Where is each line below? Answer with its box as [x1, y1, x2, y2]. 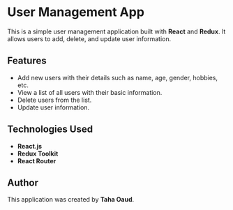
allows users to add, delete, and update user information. [7, 34, 172, 43]
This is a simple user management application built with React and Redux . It [7, 27, 226, 36]
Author [7, 177, 38, 188]
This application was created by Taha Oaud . [7, 195, 135, 204]
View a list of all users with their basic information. [17, 88, 163, 96]
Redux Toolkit [17, 149, 59, 158]
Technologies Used [7, 123, 93, 135]
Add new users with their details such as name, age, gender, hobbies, [17, 73, 218, 82]
